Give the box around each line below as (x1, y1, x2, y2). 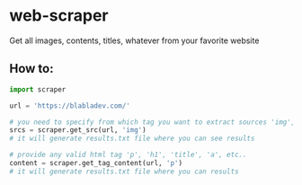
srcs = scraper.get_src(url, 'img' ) (9, 126, 147, 135)
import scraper (9, 84, 67, 94)
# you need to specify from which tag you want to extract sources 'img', (9, 118, 296, 127)
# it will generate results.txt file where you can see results (9, 134, 255, 144)
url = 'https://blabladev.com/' (9, 101, 130, 110)
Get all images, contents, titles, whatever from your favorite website (9, 35, 260, 46)
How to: (9, 61, 54, 76)
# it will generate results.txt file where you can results (9, 167, 240, 176)
